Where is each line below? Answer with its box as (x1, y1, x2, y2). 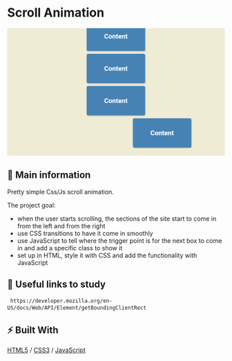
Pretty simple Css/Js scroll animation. (7, 187, 114, 196)
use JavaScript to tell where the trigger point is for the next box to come (17, 237, 222, 245)
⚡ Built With (7, 324, 59, 336)
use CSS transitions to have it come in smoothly (17, 229, 153, 237)
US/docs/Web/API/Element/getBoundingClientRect (7, 304, 147, 312)
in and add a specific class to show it (17, 243, 123, 252)
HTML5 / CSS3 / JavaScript (7, 346, 86, 354)
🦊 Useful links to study (7, 278, 106, 290)
